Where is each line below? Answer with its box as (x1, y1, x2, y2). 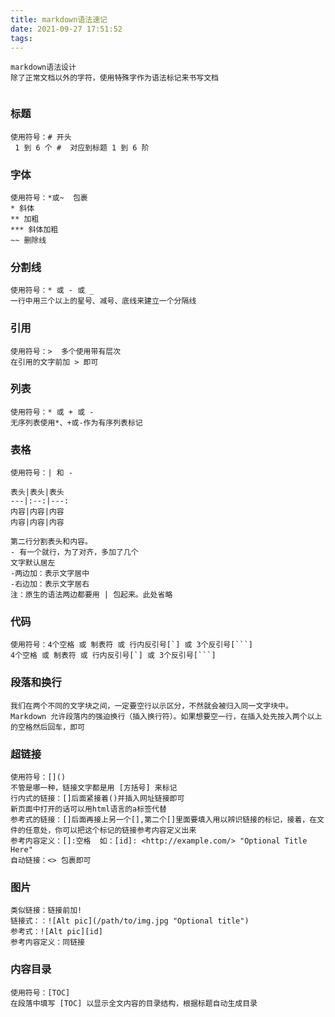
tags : (10, 33, 33, 43)
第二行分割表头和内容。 (10, 537, 93, 547)
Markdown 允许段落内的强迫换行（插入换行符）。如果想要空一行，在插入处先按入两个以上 (10, 711, 323, 721)
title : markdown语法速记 (10, 14, 108, 25)
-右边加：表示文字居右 (10, 579, 90, 590)
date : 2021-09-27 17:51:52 (10, 24, 123, 34)
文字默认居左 (10, 558, 56, 568)
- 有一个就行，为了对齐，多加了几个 (10, 547, 139, 558)
